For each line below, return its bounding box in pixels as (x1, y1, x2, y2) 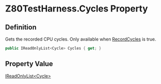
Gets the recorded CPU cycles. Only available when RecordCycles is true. (5, 36, 157, 42)
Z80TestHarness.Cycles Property (5, 3, 148, 14)
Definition (5, 23, 36, 31)
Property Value (5, 59, 53, 68)
